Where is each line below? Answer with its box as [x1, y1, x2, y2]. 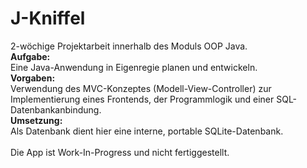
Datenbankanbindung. [10, 103, 102, 116]
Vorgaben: [10, 72, 56, 84]
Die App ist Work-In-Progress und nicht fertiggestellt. [10, 146, 230, 158]
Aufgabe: [10, 50, 51, 62]
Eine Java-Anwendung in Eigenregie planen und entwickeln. [10, 61, 258, 73]
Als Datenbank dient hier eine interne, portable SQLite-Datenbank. [10, 125, 284, 137]
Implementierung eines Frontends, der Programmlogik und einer [10, 93, 275, 105]
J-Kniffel [10, 7, 86, 30]
